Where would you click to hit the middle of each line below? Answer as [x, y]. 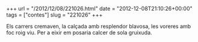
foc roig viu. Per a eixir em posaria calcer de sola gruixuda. [79, 33]
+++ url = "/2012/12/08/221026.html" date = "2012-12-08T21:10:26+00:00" [99, 9]
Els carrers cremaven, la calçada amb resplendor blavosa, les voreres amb [99, 26]
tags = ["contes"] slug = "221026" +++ [54, 15]
